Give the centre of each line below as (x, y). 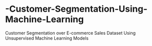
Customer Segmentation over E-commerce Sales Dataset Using (71, 33)
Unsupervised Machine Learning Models (47, 38)
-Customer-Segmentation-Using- (76, 9)
